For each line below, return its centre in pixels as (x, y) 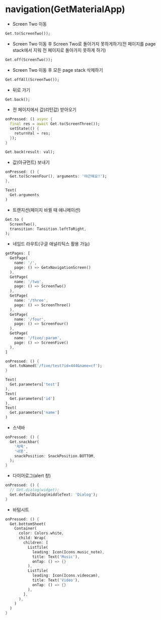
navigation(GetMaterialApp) (65, 9)
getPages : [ (18, 254)
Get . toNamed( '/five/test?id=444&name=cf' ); (56, 366)
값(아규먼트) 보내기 (31, 162)
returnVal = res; (32, 133)
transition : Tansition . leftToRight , (48, 229)
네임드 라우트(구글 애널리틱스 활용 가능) (51, 244)
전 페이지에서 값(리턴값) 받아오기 (45, 110)
